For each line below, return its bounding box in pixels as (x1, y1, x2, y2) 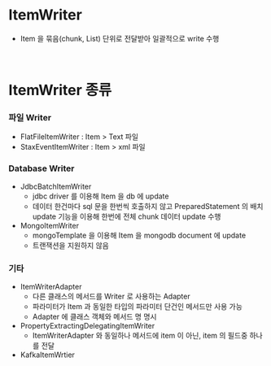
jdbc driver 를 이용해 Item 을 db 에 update (32, 191, 169, 201)
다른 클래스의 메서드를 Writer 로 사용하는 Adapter (32, 291, 190, 302)
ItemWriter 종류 (8, 81, 112, 99)
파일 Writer (8, 112, 51, 124)
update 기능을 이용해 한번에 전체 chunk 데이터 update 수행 (32, 211, 221, 221)
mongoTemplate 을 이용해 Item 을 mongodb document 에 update (32, 230, 247, 240)
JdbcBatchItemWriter (20, 181, 92, 191)
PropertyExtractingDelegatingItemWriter (20, 321, 155, 331)
